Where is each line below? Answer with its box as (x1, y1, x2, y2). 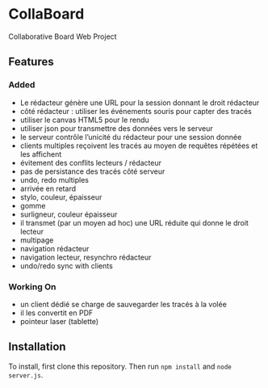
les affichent (19, 149, 62, 158)
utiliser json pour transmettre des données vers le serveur (19, 123, 213, 133)
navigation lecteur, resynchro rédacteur (19, 252, 152, 262)
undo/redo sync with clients (19, 260, 113, 271)
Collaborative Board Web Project (8, 32, 117, 41)
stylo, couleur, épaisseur (19, 192, 103, 202)
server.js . (8, 369, 44, 380)
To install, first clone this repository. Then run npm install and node (8, 361, 232, 371)
